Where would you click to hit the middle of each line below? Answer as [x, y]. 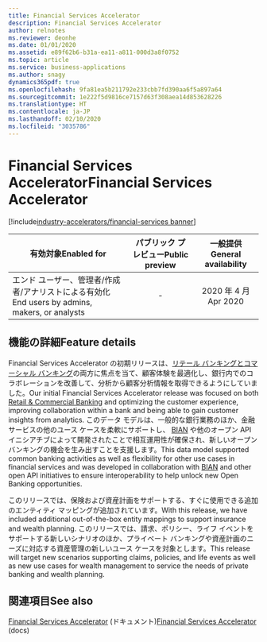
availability [226, 264]
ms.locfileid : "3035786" [49, 126]
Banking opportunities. [45, 483]
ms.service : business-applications [67, 68]
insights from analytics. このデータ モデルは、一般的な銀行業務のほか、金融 [132, 420]
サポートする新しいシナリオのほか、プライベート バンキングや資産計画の [128, 538]
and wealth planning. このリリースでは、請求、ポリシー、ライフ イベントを [131, 528]
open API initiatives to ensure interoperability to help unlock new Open [123, 475]
